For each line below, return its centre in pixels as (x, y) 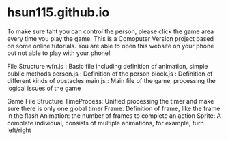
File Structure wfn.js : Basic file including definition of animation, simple (108, 66)
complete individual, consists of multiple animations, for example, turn (105, 123)
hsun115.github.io (58, 13)
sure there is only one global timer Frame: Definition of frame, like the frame (114, 108)
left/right (19, 130)
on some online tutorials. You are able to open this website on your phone (111, 46)
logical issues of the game (44, 88)
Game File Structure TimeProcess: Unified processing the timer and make (111, 101)
